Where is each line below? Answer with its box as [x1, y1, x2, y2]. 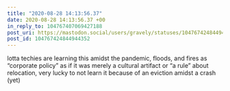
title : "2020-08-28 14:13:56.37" [7, 10, 103, 17]
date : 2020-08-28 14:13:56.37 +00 [7, 16, 106, 23]
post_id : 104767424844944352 [7, 36, 90, 42]
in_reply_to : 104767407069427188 [7, 23, 103, 29]
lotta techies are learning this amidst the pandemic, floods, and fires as [7, 54, 207, 62]
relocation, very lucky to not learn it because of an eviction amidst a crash [7, 69, 216, 77]
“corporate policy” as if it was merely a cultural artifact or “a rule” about [7, 62, 209, 70]
